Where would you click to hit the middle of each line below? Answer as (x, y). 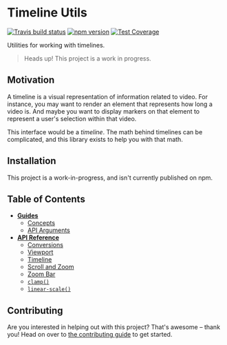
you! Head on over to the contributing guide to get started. (90, 335)
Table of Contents (46, 199)
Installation (32, 161)
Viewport (40, 252)
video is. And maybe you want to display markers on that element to (104, 111)
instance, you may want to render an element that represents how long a (110, 104)
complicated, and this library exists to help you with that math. (95, 139)
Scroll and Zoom (51, 267)
